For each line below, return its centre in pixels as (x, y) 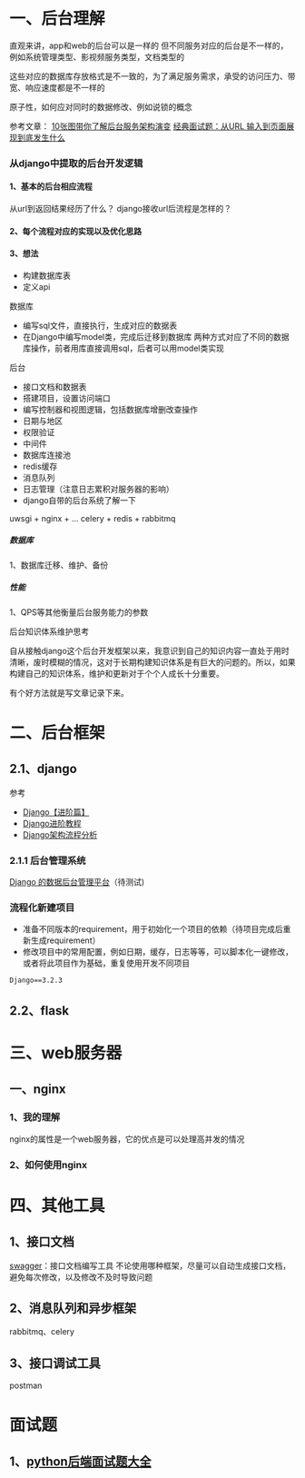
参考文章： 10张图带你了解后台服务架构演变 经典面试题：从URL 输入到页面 (148, 126)
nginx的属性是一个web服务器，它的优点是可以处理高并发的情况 (127, 1139)
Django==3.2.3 (36, 981)
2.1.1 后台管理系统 (48, 860)
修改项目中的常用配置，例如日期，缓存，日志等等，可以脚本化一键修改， (157, 952)
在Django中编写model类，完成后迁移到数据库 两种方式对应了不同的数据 (156, 336)
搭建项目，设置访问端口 (66, 398)
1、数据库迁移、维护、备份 (59, 565)
